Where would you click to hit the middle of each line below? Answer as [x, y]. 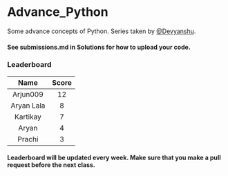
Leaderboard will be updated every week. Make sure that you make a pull [114, 158]
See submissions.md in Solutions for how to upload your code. [99, 47]
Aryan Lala [28, 106]
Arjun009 [28, 94]
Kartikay [28, 117]
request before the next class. [51, 165]
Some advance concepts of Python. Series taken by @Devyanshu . [102, 31]
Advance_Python [58, 12]
